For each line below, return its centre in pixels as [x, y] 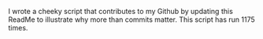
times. [18, 28]
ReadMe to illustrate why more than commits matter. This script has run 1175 [131, 19]
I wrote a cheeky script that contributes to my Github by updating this [121, 11]
